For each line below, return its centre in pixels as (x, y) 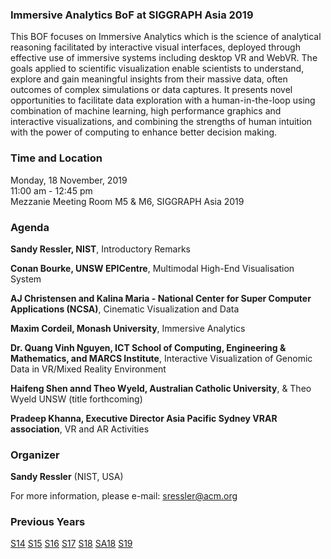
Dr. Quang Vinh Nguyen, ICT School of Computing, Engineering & (148, 347)
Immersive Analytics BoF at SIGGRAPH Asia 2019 (132, 15)
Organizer (35, 455)
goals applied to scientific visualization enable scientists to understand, (157, 69)
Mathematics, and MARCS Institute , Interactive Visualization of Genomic (161, 358)
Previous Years (48, 522)
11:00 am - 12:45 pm (51, 190)
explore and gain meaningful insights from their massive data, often (149, 79)
